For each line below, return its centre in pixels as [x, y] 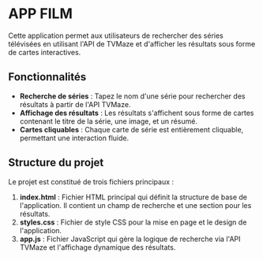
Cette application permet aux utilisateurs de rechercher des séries [116, 35]
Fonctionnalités [47, 77]
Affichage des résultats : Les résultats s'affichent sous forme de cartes [137, 113]
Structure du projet [56, 163]
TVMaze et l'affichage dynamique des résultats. [98, 247]
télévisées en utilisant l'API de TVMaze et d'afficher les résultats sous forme [132, 43]
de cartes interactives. [45, 52]
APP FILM [41, 14]
